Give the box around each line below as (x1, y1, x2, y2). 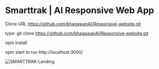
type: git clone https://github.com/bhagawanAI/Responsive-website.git (5, 30, 149, 36)
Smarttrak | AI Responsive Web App (5, 5, 155, 16)
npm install (5, 39, 27, 46)
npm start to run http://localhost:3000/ (5, 49, 83, 55)
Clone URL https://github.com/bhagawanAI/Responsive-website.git (5, 21, 141, 27)
